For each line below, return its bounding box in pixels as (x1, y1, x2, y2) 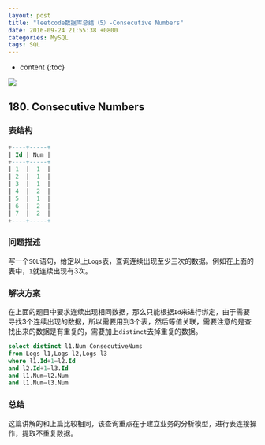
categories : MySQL (8, 33, 69, 42)
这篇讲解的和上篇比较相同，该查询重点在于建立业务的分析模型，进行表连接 (8, 418, 250, 428)
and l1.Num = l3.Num (8, 379, 69, 387)
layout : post (8, 11, 51, 20)
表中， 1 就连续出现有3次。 (8, 265, 92, 276)
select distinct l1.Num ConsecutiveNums (8, 343, 144, 350)
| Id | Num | (8, 150, 51, 158)
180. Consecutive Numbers (8, 100, 145, 113)
